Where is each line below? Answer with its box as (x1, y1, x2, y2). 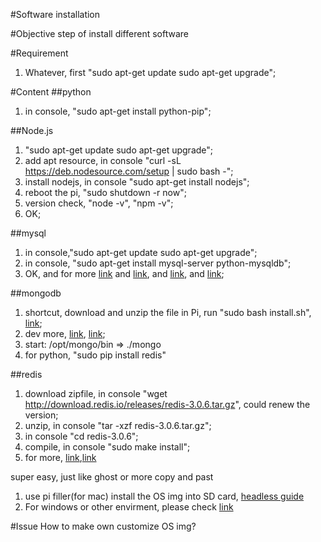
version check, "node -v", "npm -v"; (24, 197, 174, 209)
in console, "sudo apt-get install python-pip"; (24, 105, 212, 117)
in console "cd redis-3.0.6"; (24, 430, 139, 442)
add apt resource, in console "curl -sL (24, 155, 182, 166)
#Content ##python (10, 86, 92, 98)
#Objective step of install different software (10, 28, 189, 39)
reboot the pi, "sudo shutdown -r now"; (24, 187, 187, 198)
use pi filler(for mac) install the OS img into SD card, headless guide (24, 490, 305, 502)
